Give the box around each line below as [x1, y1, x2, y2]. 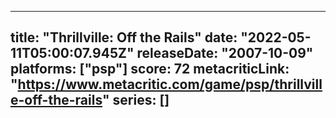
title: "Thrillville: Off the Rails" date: [10, 29, 238, 46]
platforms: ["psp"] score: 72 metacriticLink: [10, 61, 290, 78]
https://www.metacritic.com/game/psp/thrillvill [17, 76, 323, 93]
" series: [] [102, 92, 170, 109]
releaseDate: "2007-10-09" [136, 45, 314, 62]
